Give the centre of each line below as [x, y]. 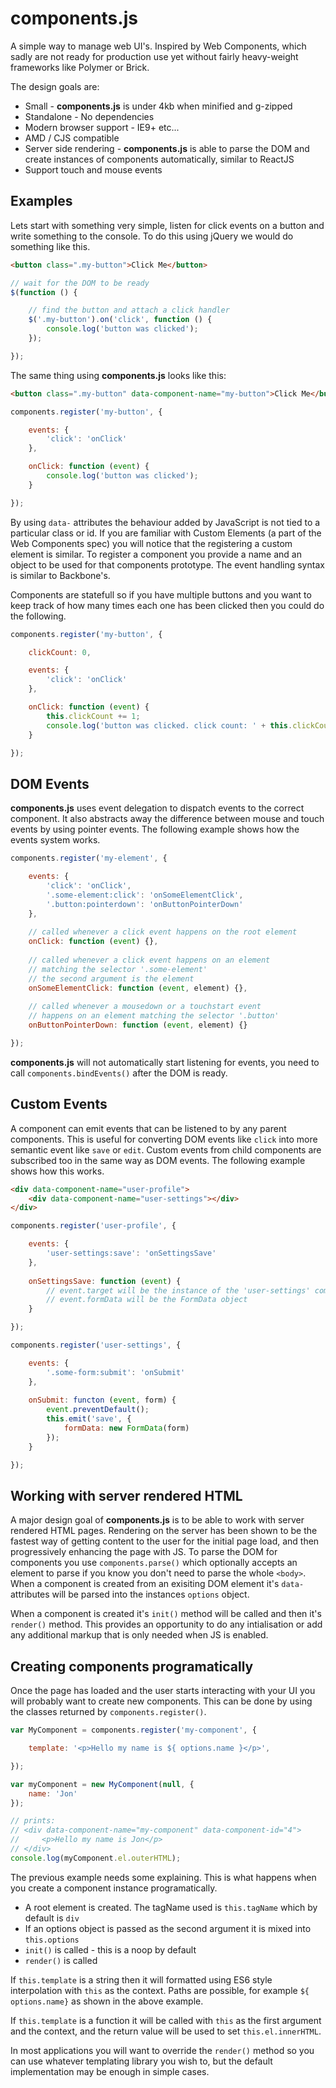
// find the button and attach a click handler [129, 310]
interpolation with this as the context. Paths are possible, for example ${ [160, 1990]
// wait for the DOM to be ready [80, 283]
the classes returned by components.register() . [108, 1712]
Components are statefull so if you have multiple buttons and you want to [161, 594]
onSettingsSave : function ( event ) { [105, 1281]
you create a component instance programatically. [114, 1888]
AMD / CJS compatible [72, 138]
